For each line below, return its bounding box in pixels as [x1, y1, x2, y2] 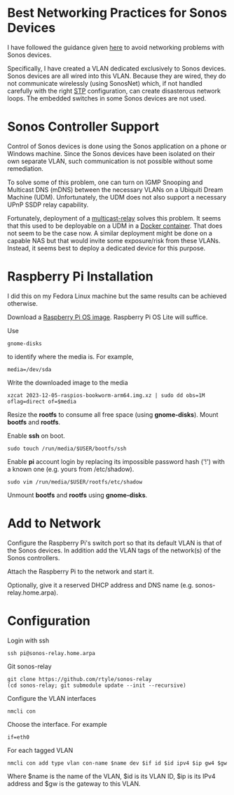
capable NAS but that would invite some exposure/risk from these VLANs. [7, 236, 221, 245]
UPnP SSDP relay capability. [7, 200, 89, 209]
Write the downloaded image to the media [7, 378, 128, 387]
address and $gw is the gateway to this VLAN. [7, 779, 142, 788]
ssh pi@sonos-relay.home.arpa [7, 649, 96, 657]
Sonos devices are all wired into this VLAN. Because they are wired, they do [7, 72, 226, 80]
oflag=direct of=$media [7, 398, 77, 405]
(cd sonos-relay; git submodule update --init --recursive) [7, 682, 187, 689]
